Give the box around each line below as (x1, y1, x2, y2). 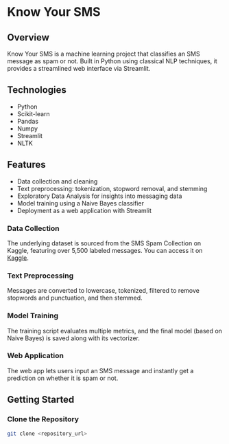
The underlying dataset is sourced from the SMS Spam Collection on (7, 238, 202, 247)
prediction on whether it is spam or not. (7, 374, 119, 382)
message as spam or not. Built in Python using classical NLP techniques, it (7, 57, 217, 65)
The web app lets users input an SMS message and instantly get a (7, 366, 194, 375)
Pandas (16, 117, 39, 125)
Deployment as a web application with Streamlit (16, 206, 152, 214)
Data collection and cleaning (16, 177, 98, 186)
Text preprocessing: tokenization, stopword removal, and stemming (16, 184, 208, 192)
